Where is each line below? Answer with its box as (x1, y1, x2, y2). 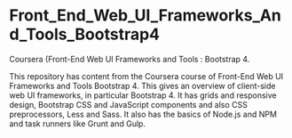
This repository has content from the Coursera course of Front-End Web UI (9, 70, 284, 81)
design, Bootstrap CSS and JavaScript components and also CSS (9, 99, 249, 110)
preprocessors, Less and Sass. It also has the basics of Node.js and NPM (9, 109, 278, 119)
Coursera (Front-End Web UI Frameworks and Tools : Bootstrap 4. (9, 53, 250, 64)
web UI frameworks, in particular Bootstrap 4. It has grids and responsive (9, 90, 277, 101)
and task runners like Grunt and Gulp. (9, 118, 146, 129)
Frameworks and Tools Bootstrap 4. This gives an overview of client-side (9, 80, 276, 91)
